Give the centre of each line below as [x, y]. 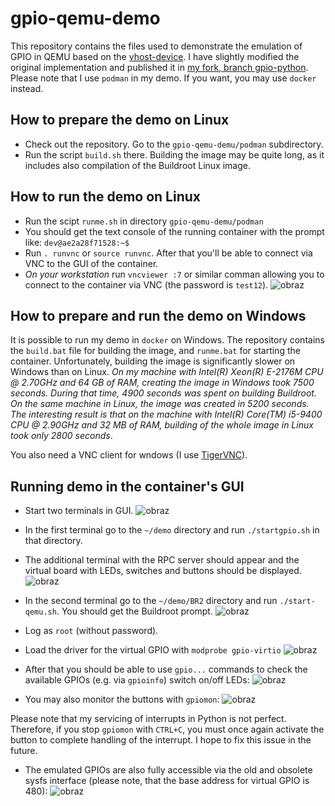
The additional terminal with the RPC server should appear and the [162, 560]
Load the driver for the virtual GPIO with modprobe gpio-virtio [153, 650]
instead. [27, 88]
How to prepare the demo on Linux [120, 120]
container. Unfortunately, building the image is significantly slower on [153, 361]
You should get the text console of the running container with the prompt [174, 231]
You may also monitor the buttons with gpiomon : [122, 699]
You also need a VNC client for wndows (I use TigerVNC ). [129, 455]
